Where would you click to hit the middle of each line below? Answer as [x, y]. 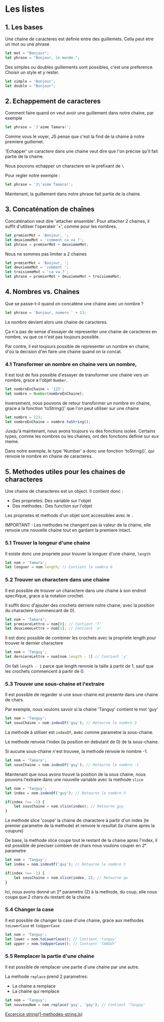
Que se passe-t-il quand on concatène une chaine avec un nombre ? [74, 303]
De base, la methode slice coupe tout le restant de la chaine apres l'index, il [81, 840]
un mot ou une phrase [27, 44]
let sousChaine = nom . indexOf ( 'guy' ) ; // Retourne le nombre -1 [72, 765]
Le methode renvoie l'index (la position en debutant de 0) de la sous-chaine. [82, 742]
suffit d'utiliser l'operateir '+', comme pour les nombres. [61, 226]
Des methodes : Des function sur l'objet [52, 506]
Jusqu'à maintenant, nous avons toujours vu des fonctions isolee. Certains [80, 431]
